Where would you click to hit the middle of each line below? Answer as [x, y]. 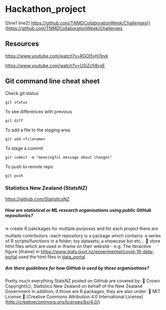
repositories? [19, 215]
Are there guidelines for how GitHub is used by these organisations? [77, 268]
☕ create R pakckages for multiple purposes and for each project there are [82, 228]
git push [14, 176]
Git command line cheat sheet [52, 81]
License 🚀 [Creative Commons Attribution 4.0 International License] [74, 297]
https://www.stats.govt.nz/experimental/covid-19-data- [97, 251]
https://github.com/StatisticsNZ [37, 199]
